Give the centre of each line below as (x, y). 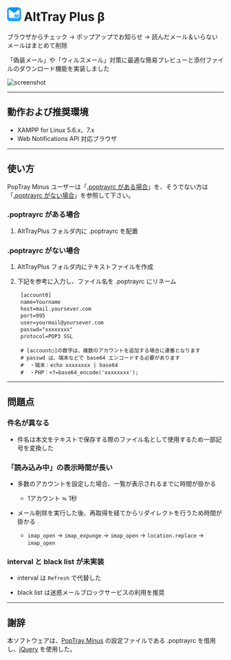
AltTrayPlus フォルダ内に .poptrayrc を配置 (78, 231)
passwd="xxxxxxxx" (47, 330)
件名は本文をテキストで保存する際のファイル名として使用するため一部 (116, 439)
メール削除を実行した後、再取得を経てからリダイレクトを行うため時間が (119, 513)
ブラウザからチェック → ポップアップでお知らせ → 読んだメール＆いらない (113, 36)
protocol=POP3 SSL (47, 337)
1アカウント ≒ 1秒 (52, 498)
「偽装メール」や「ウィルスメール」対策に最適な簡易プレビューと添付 (107, 60)
